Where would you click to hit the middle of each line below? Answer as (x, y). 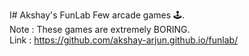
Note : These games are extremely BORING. (100, 29)
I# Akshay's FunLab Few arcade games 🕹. (97, 15)
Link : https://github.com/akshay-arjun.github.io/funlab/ (124, 40)
